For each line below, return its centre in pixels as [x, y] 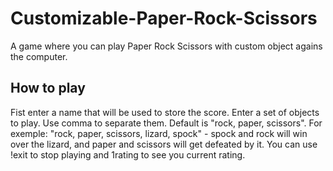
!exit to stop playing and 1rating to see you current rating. [128, 154]
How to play [48, 88]
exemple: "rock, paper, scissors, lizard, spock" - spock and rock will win [159, 133]
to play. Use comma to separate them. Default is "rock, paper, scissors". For [166, 123]
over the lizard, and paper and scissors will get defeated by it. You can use [164, 144]
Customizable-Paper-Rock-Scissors [164, 18]
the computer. [39, 56]
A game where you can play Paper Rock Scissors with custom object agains [166, 46]
